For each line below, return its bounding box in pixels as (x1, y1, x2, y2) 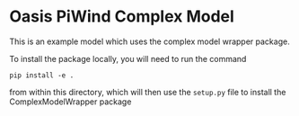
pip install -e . (9, 70, 75, 80)
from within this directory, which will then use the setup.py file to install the (9, 86, 286, 97)
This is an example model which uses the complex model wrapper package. (9, 36, 290, 47)
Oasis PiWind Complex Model (9, 6, 235, 27)
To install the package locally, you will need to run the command (9, 53, 247, 64)
